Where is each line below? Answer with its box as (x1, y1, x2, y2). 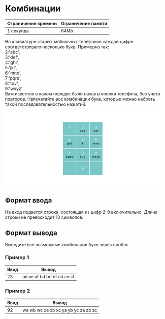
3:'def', (5, 55, 20, 60)
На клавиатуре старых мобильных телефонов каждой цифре (5, 39, 133, 45)
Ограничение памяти (61, 21, 107, 27)
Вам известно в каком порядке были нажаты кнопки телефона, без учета (5, 91, 160, 97)
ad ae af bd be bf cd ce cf (22, 274, 75, 280)
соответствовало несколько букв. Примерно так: (5, 44, 109, 50)
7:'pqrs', (5, 75, 22, 81)
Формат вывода (5, 229, 58, 237)
